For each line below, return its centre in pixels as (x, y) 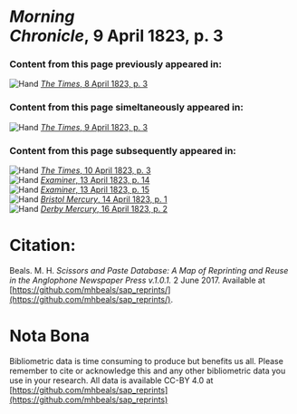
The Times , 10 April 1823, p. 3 (96, 170)
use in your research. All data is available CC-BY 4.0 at (111, 380)
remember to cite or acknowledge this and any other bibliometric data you (148, 371)
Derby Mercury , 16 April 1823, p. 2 (104, 209)
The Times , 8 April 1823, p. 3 (94, 84)
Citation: (43, 246)
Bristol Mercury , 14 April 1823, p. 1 (104, 199)
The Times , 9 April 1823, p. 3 (94, 127)
